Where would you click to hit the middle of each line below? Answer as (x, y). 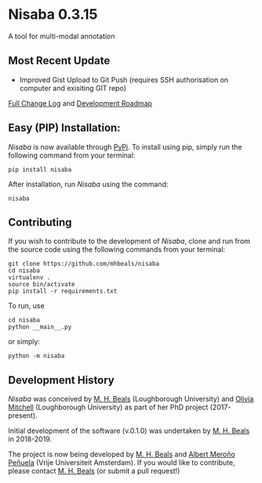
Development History (62, 380)
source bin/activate (42, 285)
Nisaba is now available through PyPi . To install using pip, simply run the (125, 147)
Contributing (40, 222)
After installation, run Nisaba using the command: (88, 184)
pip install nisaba (40, 169)
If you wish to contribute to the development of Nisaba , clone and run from (129, 241)
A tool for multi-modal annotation (62, 36)
